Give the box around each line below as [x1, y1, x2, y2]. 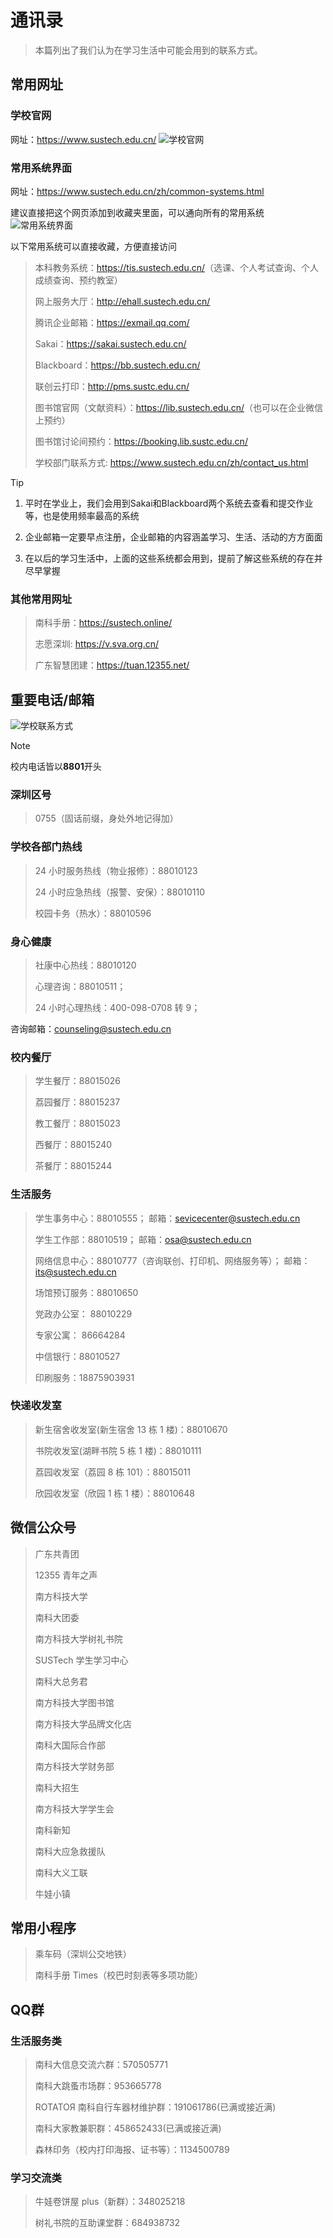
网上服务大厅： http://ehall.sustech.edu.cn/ [34, 295, 211, 307]
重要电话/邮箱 [10, 691, 95, 708]
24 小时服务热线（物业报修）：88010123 [34, 864, 198, 876]
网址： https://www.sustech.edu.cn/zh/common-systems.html [10, 185, 265, 197]
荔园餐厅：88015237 [34, 1096, 121, 1108]
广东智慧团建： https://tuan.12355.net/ [34, 659, 190, 671]
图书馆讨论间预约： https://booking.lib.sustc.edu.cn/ [34, 435, 248, 447]
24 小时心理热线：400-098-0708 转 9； [34, 1001, 201, 1013]
